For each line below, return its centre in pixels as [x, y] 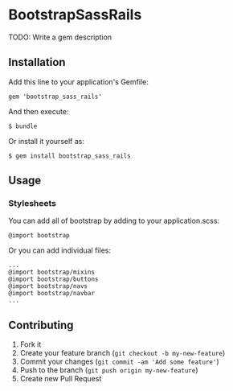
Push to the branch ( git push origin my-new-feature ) [109, 370]
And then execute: [39, 111]
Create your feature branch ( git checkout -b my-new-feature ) [123, 353]
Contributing [41, 325]
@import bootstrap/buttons [53, 279]
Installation [37, 62]
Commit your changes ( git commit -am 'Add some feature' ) [119, 362]
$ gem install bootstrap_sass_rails [69, 156]
